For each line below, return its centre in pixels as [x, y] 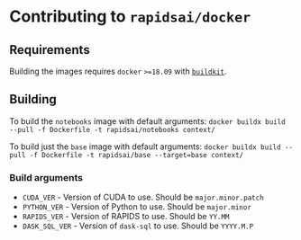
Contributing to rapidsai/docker [130, 17]
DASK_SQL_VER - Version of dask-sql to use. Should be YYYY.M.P [138, 226]
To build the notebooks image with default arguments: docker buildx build [147, 121]
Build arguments [46, 177]
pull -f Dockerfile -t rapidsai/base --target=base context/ [127, 155]
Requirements [50, 50]
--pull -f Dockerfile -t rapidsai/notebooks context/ [113, 129]
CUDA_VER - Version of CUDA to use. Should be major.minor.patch [143, 197]
